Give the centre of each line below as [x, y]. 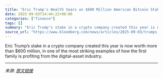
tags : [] [14, 23]
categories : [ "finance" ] [30, 18]
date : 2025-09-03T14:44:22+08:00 [39, 14]
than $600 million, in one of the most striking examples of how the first [76, 51]
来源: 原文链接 [19, 70]
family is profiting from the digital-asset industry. [54, 56]
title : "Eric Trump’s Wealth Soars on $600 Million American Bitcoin [77, 9]
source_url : [17, 32]
